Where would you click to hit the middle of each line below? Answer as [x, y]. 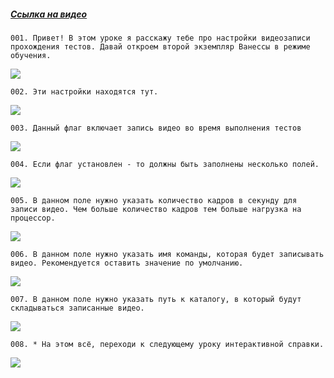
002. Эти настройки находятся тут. [84, 91]
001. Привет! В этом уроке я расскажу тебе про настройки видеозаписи [160, 38]
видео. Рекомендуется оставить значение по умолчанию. [127, 263]
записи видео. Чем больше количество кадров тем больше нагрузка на [156, 209]
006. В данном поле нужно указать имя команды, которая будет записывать [167, 254]
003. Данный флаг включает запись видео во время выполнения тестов [156, 128]
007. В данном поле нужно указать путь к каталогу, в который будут [156, 299]
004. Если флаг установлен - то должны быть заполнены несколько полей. [165, 164]
